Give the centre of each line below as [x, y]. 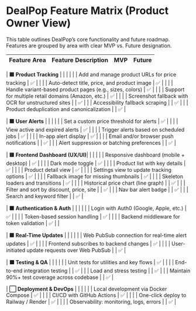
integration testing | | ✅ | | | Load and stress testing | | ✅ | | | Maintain [107, 271]
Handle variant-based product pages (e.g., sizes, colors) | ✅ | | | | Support [95, 89]
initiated [16, 250]
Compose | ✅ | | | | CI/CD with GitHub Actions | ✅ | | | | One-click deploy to [96, 295]
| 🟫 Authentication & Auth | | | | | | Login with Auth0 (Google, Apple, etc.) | [97, 208]
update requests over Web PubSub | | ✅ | [76, 250]
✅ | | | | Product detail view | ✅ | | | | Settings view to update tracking [89, 170]
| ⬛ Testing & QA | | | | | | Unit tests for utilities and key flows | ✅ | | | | [90, 262]
